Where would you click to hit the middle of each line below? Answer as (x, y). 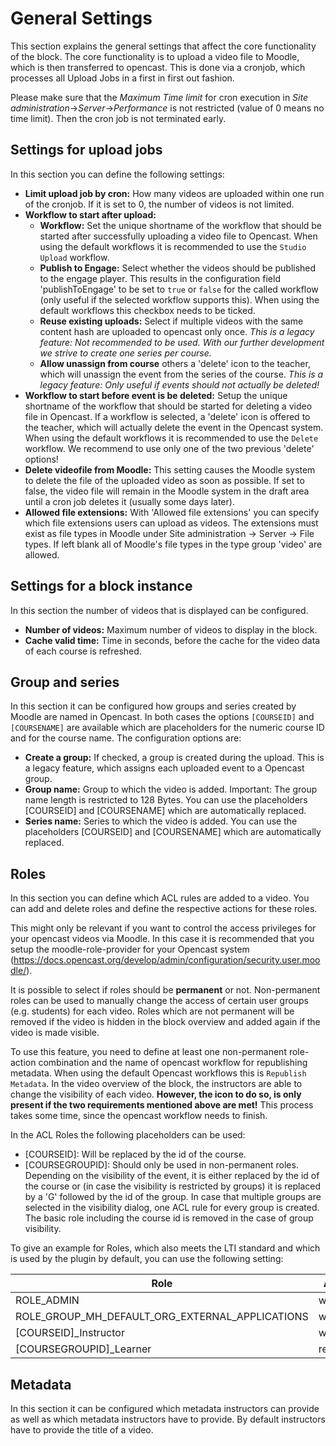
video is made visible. (55, 1033)
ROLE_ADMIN (47, 1300)
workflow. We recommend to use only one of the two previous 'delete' (169, 448)
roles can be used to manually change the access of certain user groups (159, 1001)
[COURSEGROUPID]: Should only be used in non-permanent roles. (161, 1165)
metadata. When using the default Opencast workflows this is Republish (158, 1073)
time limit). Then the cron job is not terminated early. (118, 118)
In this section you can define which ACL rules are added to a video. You (160, 898)
